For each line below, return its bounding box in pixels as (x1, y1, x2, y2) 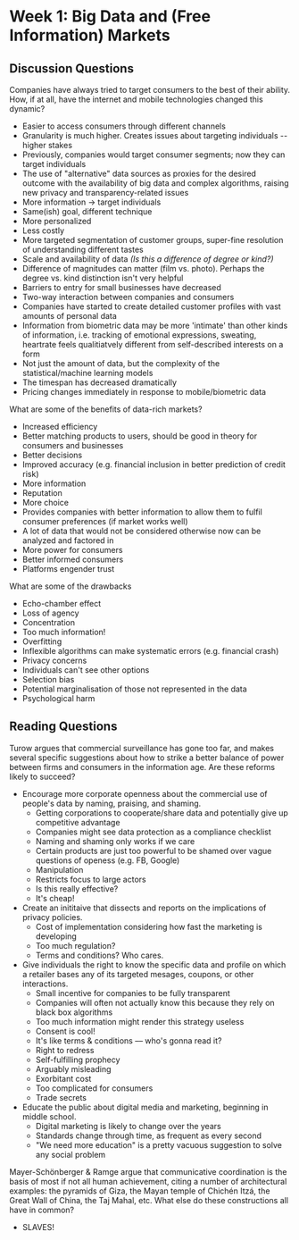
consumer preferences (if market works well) (21, 516, 189, 526)
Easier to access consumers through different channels (21, 121, 226, 131)
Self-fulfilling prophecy (35, 1054, 120, 1065)
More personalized (21, 216, 92, 226)
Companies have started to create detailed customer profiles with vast (21, 301, 281, 312)
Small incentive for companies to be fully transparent (35, 987, 230, 998)
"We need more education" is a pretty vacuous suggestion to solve (35, 1139, 283, 1150)
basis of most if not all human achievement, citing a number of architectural (9, 1176, 287, 1186)
